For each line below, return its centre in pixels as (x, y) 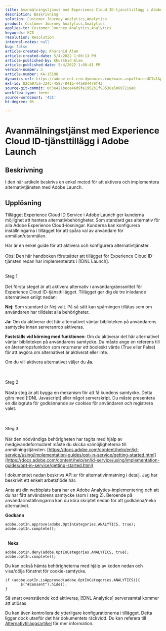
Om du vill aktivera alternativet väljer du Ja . (49, 362)
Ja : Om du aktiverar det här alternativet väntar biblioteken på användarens (81, 321)
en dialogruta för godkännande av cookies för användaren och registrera (79, 403)
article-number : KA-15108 (32, 74)
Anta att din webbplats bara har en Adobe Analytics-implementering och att (82, 490)
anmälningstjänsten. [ (27, 450)
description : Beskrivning (32, 14)
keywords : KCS (20, 33)
